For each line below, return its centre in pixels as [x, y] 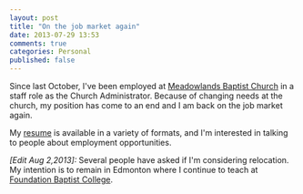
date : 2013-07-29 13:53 [55, 35]
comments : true [38, 43]
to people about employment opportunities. [91, 143]
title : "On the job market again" [75, 26]
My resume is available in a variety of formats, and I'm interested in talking [149, 133]
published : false [42, 60]
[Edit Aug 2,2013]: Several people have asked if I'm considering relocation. [149, 160]
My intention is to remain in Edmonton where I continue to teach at [134, 170]
